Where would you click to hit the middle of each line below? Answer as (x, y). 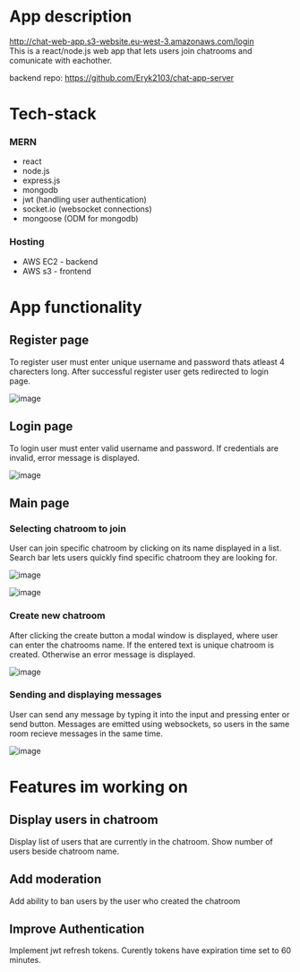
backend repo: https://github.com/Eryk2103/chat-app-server (122, 77)
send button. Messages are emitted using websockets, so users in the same (150, 724)
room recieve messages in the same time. (86, 733)
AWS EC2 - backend (60, 261)
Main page (39, 503)
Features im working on (99, 787)
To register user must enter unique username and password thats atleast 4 (147, 361)
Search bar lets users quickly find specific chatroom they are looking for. (143, 558)
